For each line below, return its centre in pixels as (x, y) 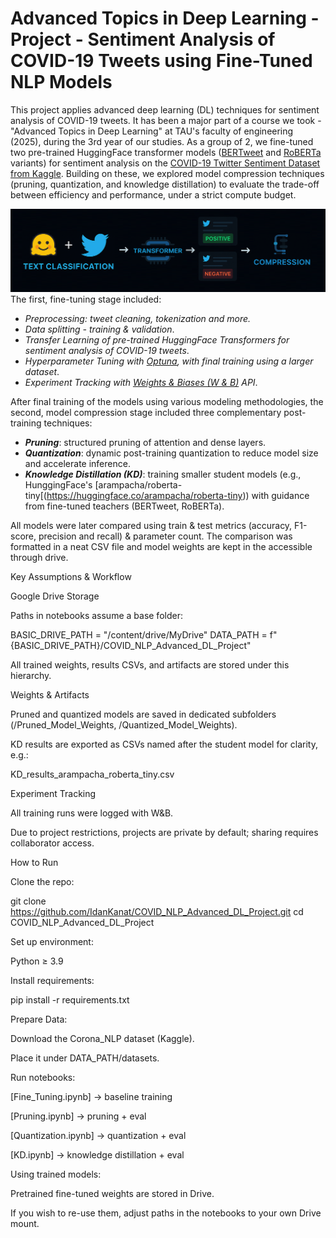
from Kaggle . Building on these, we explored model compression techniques (167, 173)
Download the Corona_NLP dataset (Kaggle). (102, 1039)
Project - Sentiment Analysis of (143, 39)
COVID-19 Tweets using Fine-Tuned (161, 61)
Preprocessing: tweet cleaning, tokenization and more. (138, 319)
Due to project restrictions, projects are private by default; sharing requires (164, 833)
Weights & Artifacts (50, 695)
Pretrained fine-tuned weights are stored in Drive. (112, 1194)
